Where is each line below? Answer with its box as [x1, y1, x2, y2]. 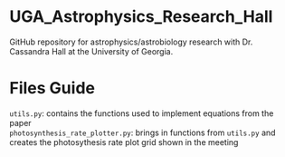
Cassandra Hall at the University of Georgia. [9, 45, 174, 56]
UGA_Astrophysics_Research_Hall [9, 6, 273, 27]
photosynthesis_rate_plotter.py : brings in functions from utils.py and [9, 127, 276, 138]
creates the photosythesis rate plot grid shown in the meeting [9, 136, 239, 147]
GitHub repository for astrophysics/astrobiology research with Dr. [9, 36, 253, 47]
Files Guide [9, 78, 95, 99]
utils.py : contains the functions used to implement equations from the [9, 107, 274, 119]
